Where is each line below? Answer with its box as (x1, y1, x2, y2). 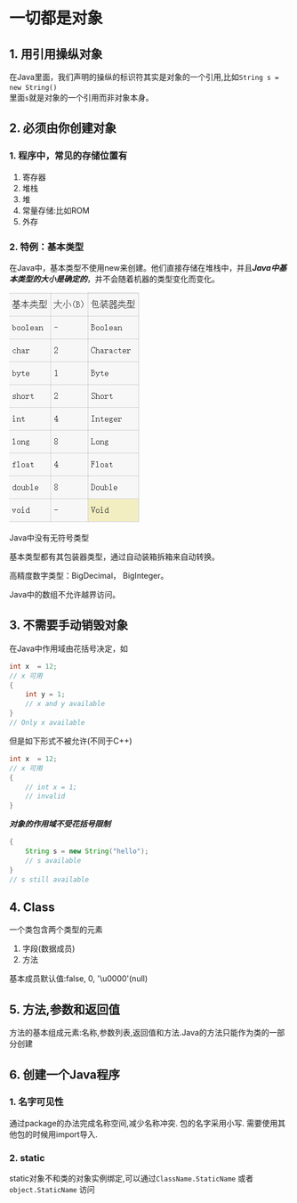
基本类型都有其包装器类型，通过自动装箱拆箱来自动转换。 (9, 551, 220, 562)
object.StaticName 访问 (9, 1184, 95, 1195)
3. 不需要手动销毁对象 (9, 618, 129, 633)
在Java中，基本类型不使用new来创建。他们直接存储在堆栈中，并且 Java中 (9, 262, 279, 272)
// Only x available (9, 719, 86, 727)
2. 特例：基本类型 (9, 240, 84, 253)
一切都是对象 (9, 8, 104, 28)
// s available (25, 856, 82, 865)
